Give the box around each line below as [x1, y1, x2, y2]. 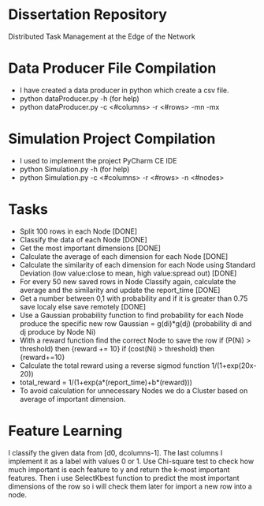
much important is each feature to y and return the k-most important [8, 464, 230, 474]
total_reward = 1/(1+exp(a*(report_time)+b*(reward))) [19, 377, 193, 387]
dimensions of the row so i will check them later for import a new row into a [8, 482, 252, 491]
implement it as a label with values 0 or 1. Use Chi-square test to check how [8, 456, 255, 466]
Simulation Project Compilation [8, 130, 216, 148]
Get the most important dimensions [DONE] [19, 243, 162, 253]
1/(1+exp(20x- [211, 361, 257, 370]
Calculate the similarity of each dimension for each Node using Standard [19, 260, 256, 269]
